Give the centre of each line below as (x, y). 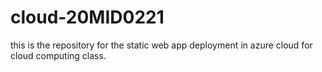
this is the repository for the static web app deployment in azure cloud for (161, 45)
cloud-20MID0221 (87, 17)
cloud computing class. (58, 55)
